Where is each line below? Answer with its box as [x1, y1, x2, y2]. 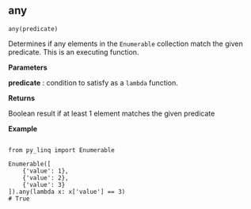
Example [8, 123, 38, 133]
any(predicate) [8, 25, 59, 32]
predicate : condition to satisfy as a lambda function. [8, 78, 178, 87]
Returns [8, 93, 36, 103]
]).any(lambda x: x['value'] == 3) [8, 188, 126, 196]
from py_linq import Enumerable [8, 146, 115, 154]
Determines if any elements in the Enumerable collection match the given [8, 39, 243, 48]
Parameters [8, 63, 48, 72]
